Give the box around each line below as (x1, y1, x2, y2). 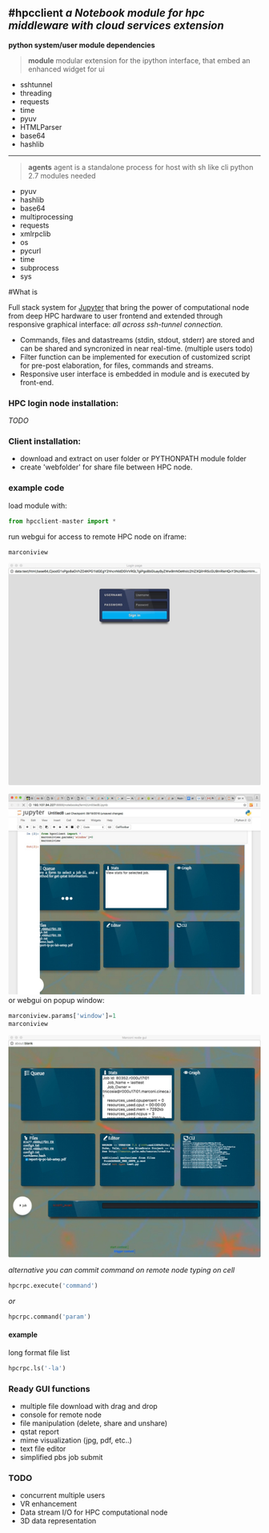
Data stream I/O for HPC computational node (19, 1507, 168, 1517)
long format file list (8, 1347, 70, 1357)
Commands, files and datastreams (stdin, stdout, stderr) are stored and (19, 335, 255, 344)
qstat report (19, 1426, 60, 1436)
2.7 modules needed (27, 171, 96, 180)
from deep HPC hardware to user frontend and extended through (8, 311, 223, 320)
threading (19, 88, 52, 98)
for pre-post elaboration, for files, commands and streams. (19, 360, 214, 370)
